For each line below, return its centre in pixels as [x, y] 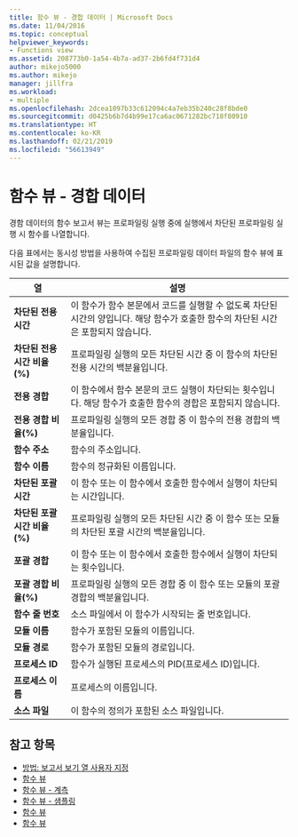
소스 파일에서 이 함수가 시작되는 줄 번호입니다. [161, 614]
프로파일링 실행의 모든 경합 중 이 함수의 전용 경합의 [170, 419]
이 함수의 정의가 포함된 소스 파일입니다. [147, 710]
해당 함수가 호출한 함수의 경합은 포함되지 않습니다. [182, 403]
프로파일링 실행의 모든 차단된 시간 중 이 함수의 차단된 [174, 354]
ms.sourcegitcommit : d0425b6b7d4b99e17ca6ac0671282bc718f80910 [129, 116]
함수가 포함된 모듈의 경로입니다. [133, 647]
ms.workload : [33, 92]
